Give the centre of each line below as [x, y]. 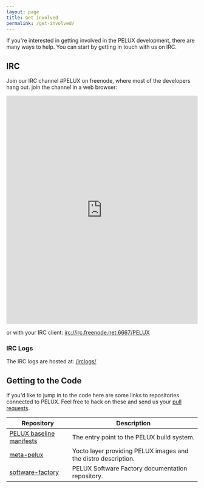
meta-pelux [26, 455]
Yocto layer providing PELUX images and [130, 451]
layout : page [23, 12]
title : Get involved [32, 18]
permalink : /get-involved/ [40, 23]
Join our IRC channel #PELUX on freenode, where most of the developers [99, 81]
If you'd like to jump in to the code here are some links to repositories [93, 396]
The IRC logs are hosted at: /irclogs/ [51, 361]
